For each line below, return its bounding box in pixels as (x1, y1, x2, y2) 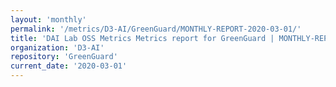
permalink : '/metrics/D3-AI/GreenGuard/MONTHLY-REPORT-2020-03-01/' (10, 24, 302, 34)
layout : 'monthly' (10, 14, 87, 25)
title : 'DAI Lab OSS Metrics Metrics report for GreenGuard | (10, 33, 275, 43)
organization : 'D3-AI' (10, 42, 105, 53)
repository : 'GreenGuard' (10, 52, 118, 62)
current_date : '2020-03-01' (10, 61, 128, 71)
